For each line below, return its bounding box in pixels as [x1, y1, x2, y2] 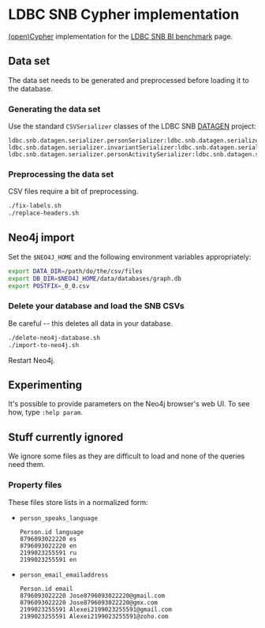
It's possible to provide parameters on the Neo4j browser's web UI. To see [8, 399, 250, 409]
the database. [8, 84, 54, 93]
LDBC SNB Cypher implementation [8, 6, 240, 24]
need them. [8, 460, 46, 469]
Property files [8, 480, 62, 491]
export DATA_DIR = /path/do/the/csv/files [8, 267, 144, 275]
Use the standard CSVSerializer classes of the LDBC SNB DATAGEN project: [8, 121, 256, 131]
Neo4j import [8, 231, 75, 245]
